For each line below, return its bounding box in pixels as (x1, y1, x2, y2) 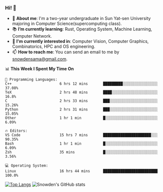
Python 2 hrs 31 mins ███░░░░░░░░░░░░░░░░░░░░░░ (5, 107, 158, 112)
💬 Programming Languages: (5, 77, 57, 82)
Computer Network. (12, 33, 52, 39)
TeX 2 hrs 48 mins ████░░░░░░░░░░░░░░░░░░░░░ (5, 90, 158, 95)
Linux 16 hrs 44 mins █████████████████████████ (5, 169, 158, 174)
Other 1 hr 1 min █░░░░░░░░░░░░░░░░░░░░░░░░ (5, 116, 158, 121)
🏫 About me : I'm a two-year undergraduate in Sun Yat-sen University (12, 16, 151, 21)
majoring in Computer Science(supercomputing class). (12, 21, 122, 26)
